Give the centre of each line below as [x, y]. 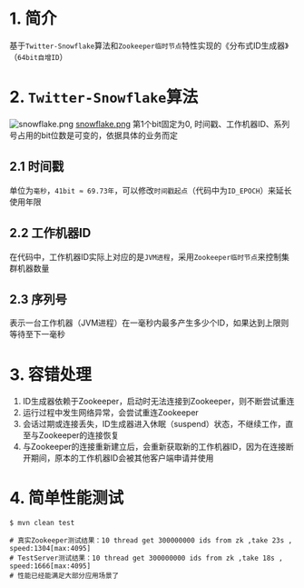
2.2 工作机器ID [50, 233]
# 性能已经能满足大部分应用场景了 [64, 576]
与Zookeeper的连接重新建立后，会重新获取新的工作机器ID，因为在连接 [154, 447]
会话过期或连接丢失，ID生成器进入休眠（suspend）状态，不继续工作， [154, 424]
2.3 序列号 [39, 299]
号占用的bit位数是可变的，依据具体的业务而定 [94, 135]
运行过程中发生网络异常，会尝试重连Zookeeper [111, 413]
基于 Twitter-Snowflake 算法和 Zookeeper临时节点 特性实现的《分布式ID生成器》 [149, 45]
